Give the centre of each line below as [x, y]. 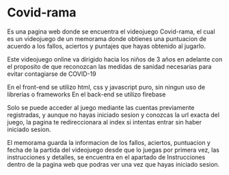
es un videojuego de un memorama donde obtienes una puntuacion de [107, 38]
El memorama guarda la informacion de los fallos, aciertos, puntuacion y [109, 142]
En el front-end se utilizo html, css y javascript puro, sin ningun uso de [106, 87]
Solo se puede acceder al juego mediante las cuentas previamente [101, 107]
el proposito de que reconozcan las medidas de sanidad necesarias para [109, 66]
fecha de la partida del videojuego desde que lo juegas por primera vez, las [113, 150]
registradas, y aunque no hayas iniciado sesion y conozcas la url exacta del [113, 115]
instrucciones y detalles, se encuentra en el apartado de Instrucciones [106, 157]
